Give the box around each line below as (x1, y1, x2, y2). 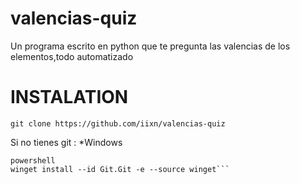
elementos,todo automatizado (10, 50, 134, 62)
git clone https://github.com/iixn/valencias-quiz (10, 118, 226, 129)
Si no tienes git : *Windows (10, 136, 123, 148)
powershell (10, 155, 56, 166)
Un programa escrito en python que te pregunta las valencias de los (10, 40, 291, 52)
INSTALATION (10, 86, 129, 109)
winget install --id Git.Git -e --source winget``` (10, 164, 230, 174)
